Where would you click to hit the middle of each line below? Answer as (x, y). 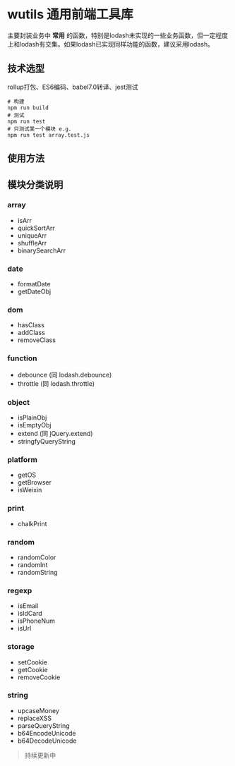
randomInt (32, 564)
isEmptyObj (34, 425)
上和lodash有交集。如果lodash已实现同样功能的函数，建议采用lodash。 (110, 44)
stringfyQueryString (47, 442)
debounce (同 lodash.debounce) (65, 375)
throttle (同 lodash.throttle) (56, 383)
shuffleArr (32, 243)
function (22, 358)
